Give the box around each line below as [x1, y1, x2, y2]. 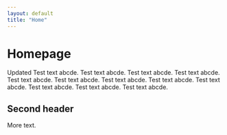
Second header [7, 103, 74, 114]
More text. [7, 121, 36, 130]
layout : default [7, 10, 53, 17]
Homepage [7, 46, 71, 62]
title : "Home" [7, 16, 48, 23]
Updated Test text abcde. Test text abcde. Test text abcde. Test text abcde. [7, 69, 221, 77]
